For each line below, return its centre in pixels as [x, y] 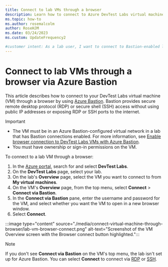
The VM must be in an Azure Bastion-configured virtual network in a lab [86, 131]
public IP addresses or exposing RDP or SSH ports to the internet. [73, 112]
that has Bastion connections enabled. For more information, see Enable [87, 136]
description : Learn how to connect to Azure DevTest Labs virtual [76, 14]
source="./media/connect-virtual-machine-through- [109, 224]
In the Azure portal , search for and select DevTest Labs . [70, 166]
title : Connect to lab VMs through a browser [53, 10]
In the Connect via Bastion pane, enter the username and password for [86, 198]
